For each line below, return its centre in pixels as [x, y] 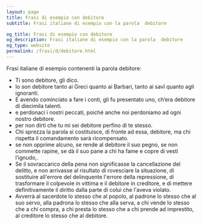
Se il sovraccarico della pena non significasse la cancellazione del [98, 164]
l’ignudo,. [27, 157]
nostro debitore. [35, 118]
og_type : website [28, 46]
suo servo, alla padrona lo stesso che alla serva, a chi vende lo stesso [102, 202]
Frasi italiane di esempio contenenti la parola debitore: [74, 68]
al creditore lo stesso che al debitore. [61, 216]
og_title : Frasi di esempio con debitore [59, 34]
